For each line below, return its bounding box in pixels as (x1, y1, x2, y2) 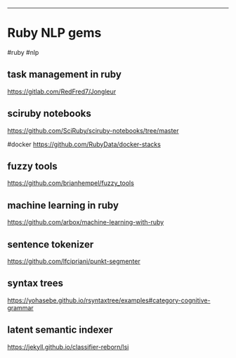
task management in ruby (7, 68, 122, 81)
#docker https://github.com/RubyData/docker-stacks (7, 140, 162, 148)
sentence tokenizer (7, 238, 94, 250)
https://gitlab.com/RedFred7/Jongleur (7, 87, 117, 96)
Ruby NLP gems (7, 25, 102, 41)
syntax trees (7, 277, 64, 289)
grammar (7, 303, 34, 312)
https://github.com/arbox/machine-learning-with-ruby (7, 218, 164, 226)
